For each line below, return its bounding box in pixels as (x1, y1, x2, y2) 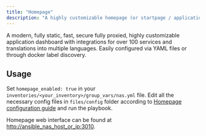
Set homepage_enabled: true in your (6, 85, 96, 93)
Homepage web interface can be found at (6, 116, 112, 124)
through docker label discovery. (6, 51, 87, 58)
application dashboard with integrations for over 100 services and (6, 38, 172, 45)
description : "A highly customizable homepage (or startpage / (6, 15, 172, 21)
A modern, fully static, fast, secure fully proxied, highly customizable (6, 31, 180, 39)
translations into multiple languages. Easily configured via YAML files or (6, 44, 187, 52)
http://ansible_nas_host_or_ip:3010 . (6, 123, 96, 130)
